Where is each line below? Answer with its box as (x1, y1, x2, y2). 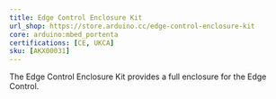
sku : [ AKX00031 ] (9, 47, 70, 56)
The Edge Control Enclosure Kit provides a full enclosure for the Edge (9, 71, 267, 82)
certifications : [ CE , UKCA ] (9, 38, 115, 48)
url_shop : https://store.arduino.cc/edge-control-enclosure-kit (9, 22, 255, 31)
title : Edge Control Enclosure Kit (9, 13, 143, 22)
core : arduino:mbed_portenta (9, 30, 119, 39)
